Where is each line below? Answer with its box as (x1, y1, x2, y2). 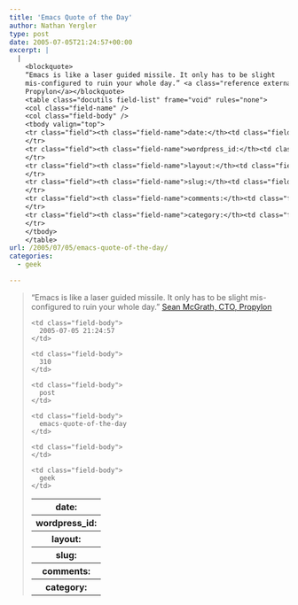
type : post (9, 29, 50, 38)
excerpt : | (9, 46, 50, 55)
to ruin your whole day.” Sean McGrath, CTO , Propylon (73, 301, 272, 312)
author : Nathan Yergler (9, 21, 98, 30)
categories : (9, 252, 53, 261)
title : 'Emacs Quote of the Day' (9, 12, 133, 22)
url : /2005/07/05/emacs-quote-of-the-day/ (9, 244, 169, 252)
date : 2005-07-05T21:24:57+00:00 (9, 37, 133, 47)
